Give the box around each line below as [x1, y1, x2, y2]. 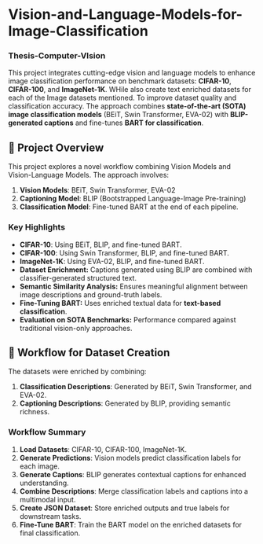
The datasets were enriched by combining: [8, 367, 147, 377]
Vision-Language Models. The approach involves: [8, 171, 170, 180]
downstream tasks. [19, 511, 82, 520]
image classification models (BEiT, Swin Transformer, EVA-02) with [8, 110, 229, 119]
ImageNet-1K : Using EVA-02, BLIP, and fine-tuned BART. [19, 256, 205, 266]
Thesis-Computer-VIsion [8, 50, 106, 61]
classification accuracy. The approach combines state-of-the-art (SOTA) [8, 101, 247, 111]
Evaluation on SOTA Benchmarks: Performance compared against [19, 314, 237, 324]
